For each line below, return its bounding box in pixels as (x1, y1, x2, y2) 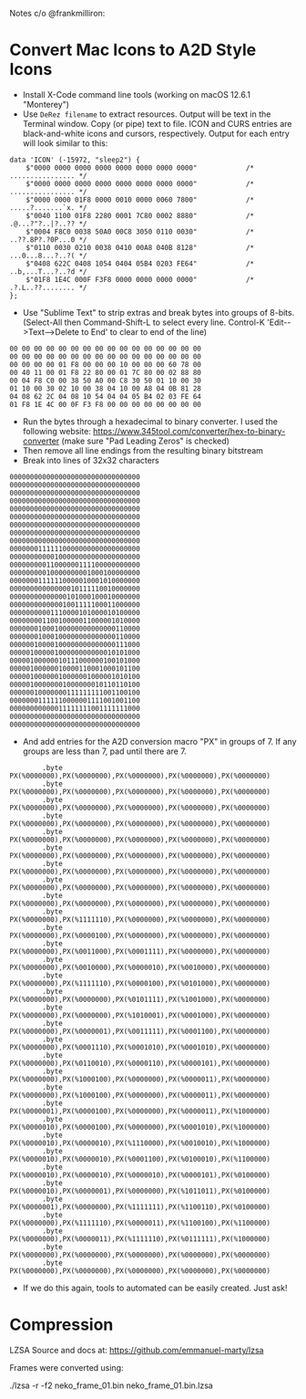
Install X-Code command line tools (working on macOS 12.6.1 (22, 89, 250, 99)
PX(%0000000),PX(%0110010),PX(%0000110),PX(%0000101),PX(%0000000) (9, 1059, 271, 1068)
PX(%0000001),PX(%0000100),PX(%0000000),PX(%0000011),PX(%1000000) (9, 1106, 271, 1116)
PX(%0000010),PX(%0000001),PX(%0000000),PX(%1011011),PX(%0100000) (9, 1186, 271, 1195)
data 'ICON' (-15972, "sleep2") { (9, 155, 141, 164)
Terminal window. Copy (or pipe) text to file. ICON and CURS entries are (22, 118, 292, 129)
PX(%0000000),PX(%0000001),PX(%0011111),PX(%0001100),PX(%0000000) (9, 1027, 271, 1036)
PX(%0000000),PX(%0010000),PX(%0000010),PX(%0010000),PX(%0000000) (9, 963, 271, 972)
